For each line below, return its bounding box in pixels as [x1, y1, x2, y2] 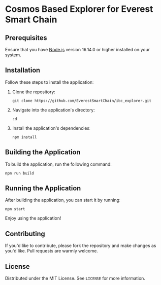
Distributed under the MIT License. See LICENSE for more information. [5, 275, 145, 282]
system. [5, 52, 21, 58]
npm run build [5, 171, 34, 176]
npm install [12, 135, 37, 140]
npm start [5, 207, 26, 212]
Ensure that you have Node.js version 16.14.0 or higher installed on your [5, 47, 150, 52]
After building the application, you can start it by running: [5, 197, 121, 203]
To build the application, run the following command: [5, 161, 112, 167]
